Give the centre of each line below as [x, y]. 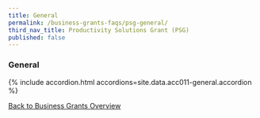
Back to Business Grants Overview [65, 105]
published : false [37, 37]
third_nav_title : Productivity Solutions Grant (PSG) [99, 30]
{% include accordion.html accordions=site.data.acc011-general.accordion [130, 82]
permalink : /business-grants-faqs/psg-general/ [88, 23]
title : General [33, 15]
